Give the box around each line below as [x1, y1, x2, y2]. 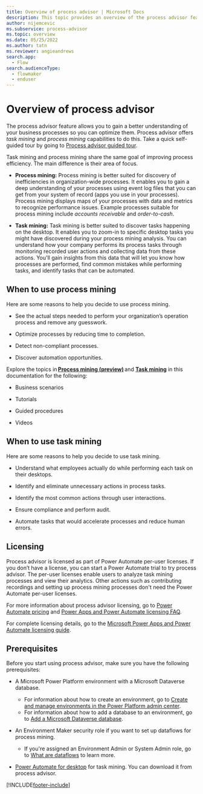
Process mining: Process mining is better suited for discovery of [14, 172, 176, 179]
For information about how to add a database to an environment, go [24, 709, 193, 716]
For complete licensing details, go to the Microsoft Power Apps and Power [6, 620, 191, 627]
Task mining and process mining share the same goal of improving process [6, 154, 193, 161]
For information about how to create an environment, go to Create [24, 696, 188, 703]
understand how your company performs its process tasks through [14, 241, 182, 249]
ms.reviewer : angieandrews [6, 48, 74, 54]
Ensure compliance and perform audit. [14, 506, 111, 513]
